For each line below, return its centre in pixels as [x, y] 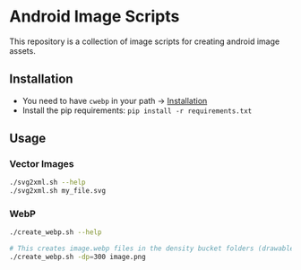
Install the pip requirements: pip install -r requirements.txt [137, 110]
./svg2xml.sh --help [48, 183]
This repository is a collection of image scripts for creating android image [145, 41]
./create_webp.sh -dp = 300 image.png [77, 257]
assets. [22, 50]
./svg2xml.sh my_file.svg [57, 191]
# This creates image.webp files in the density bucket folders [132, 248]
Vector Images [42, 164]
